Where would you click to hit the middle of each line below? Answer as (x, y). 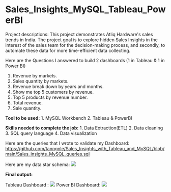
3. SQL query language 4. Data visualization (51, 133)
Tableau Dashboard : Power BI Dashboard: (53, 185)
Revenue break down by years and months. (58, 86)
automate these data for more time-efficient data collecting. (68, 50)
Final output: (19, 174)
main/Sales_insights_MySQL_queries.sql (48, 154)
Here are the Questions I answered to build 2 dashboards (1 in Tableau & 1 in (85, 60)
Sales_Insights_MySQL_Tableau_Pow (85, 9)
